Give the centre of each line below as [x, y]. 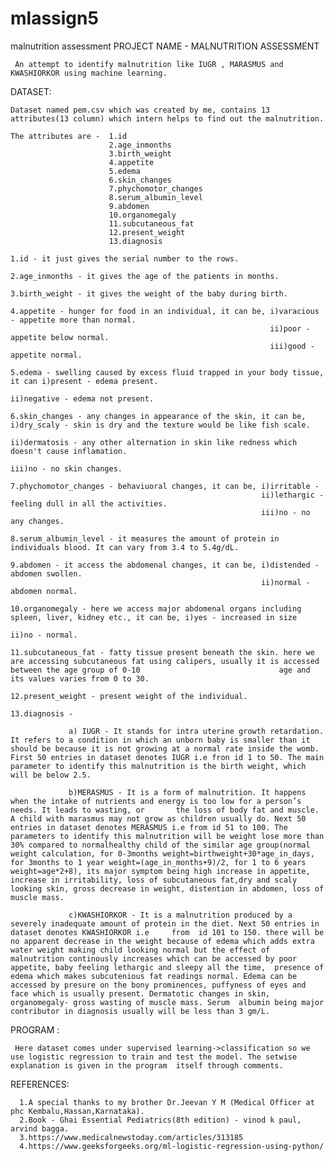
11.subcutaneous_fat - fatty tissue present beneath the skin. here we [162, 652]
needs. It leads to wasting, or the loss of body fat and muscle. [165, 810]
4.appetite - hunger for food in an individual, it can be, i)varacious [165, 311]
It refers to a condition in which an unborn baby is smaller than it [160, 740]
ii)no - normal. [44, 635]
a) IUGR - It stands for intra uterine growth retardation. [196, 731]
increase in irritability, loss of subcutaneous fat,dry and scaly [154, 880]
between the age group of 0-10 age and [160, 670]
